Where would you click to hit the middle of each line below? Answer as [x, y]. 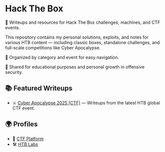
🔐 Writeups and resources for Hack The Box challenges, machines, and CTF [83, 22]
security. [14, 72]
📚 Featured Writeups [39, 88]
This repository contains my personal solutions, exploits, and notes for [77, 37]
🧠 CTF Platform [28, 139]
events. [13, 27]
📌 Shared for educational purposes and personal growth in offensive [75, 67]
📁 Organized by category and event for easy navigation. [62, 57]
